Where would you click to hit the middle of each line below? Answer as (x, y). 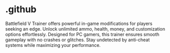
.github (21, 9)
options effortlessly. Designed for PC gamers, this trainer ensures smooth (82, 34)
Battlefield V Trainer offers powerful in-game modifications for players (79, 23)
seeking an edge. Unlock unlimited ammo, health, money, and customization (85, 29)
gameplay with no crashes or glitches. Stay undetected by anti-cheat (78, 40)
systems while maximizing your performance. (53, 45)
